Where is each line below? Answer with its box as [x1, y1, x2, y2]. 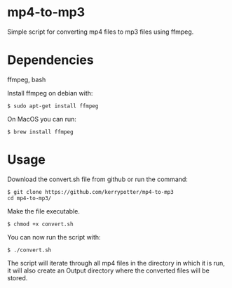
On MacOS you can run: [7, 114, 77, 123]
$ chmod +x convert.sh [7, 221, 74, 228]
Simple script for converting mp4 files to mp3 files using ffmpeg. [7, 27, 194, 36]
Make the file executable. [7, 207, 81, 215]
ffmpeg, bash [7, 75, 46, 84]
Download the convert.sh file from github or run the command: [7, 175, 188, 183]
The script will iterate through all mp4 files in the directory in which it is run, [7, 258, 226, 267]
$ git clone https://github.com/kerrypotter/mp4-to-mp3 [7, 188, 174, 195]
